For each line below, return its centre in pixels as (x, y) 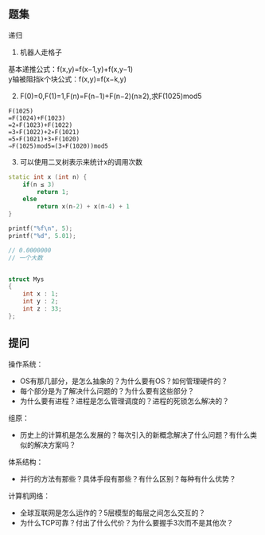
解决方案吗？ (55, 445)
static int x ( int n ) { (48, 177)
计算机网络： (29, 495)
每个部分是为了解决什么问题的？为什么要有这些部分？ (107, 390)
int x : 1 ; (41, 294)
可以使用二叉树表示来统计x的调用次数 (81, 161)
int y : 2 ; (41, 302)
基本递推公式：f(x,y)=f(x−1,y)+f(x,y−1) (71, 69)
